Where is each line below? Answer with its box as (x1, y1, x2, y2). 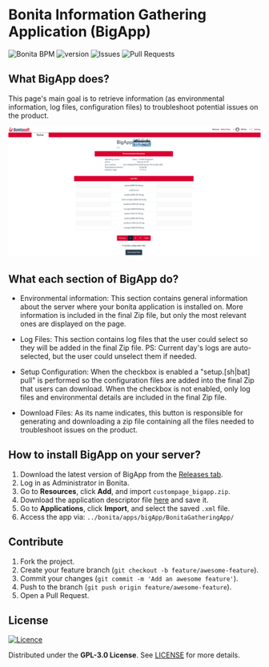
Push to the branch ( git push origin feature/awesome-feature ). (19, 582, 232, 592)
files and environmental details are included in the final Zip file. (19, 392, 227, 402)
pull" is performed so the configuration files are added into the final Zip (19, 375, 255, 385)
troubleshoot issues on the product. (19, 424, 139, 434)
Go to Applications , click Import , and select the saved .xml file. (19, 503, 231, 513)
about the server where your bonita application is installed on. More (19, 302, 243, 311)
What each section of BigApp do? (8, 272, 179, 286)
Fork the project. (19, 557, 75, 566)
